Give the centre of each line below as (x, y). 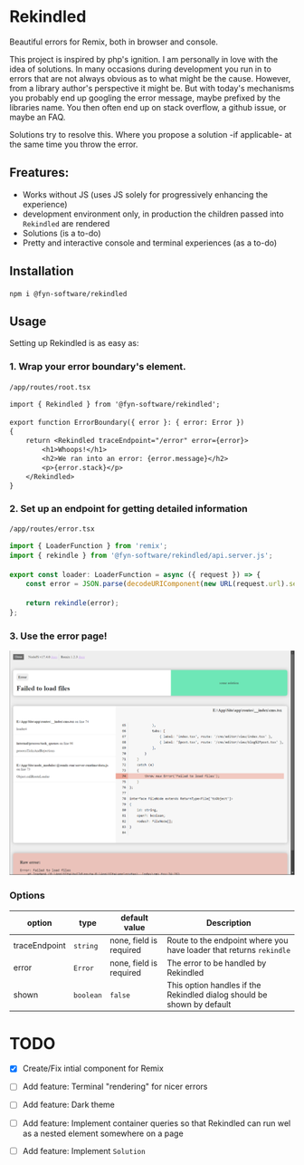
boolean (88, 995)
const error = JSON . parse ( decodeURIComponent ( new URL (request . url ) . (157, 584)
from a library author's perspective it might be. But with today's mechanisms (152, 88)
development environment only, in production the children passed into (153, 214)
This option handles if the (214, 985)
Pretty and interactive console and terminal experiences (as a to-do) (150, 243)
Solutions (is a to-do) (62, 233)
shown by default (199, 1004)
